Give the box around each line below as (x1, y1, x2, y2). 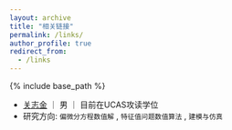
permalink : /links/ (9, 30, 84, 39)
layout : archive (9, 13, 71, 23)
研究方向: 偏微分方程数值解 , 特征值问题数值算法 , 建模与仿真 (22, 111, 224, 121)
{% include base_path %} (9, 81, 106, 91)
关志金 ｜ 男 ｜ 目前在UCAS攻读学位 (22, 99, 159, 110)
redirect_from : (9, 47, 68, 56)
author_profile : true (9, 38, 92, 48)
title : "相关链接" (9, 22, 75, 31)
